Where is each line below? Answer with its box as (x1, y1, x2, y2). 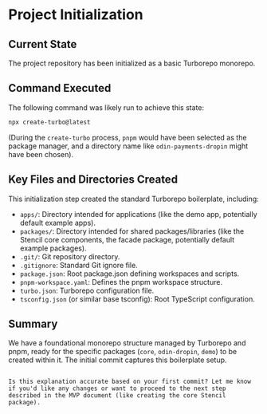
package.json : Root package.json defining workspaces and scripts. (19, 269, 240, 278)
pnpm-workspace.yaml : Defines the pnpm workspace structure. (19, 277, 223, 286)
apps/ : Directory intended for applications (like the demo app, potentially (19, 209, 257, 219)
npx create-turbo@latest (8, 118, 91, 126)
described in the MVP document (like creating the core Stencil (8, 392, 226, 400)
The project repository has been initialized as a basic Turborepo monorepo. (8, 58, 256, 68)
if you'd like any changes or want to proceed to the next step (8, 384, 226, 392)
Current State (8, 37, 77, 51)
